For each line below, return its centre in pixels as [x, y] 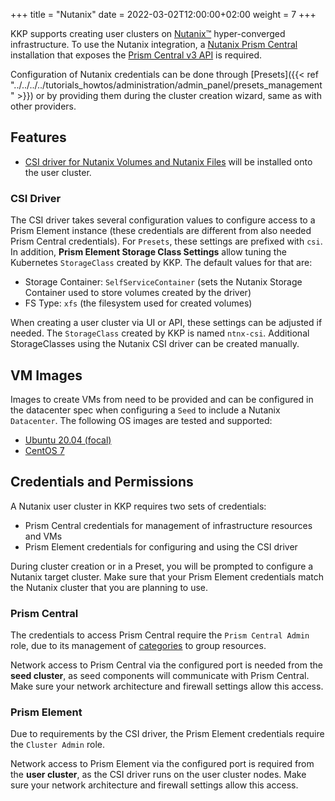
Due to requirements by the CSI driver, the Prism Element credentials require [167, 734]
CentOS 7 [44, 450]
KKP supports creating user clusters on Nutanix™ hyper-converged [148, 33]
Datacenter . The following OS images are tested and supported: [141, 420]
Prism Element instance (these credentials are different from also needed [161, 231]
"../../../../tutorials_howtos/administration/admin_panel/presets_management [166, 85]
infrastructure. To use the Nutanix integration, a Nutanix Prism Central [154, 44]
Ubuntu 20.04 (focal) [68, 440]
